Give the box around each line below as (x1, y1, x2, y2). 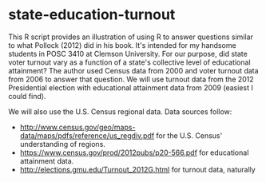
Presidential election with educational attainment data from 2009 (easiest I (8, 82, 253, 93)
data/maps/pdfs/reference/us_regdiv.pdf (19, 130, 155, 140)
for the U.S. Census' (156, 130, 223, 140)
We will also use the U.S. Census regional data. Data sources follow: (8, 106, 232, 117)
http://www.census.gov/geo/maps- (19, 122, 136, 132)
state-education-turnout (8, 6, 176, 24)
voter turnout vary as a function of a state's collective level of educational (8, 57, 251, 67)
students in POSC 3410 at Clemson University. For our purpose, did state (8, 49, 248, 58)
